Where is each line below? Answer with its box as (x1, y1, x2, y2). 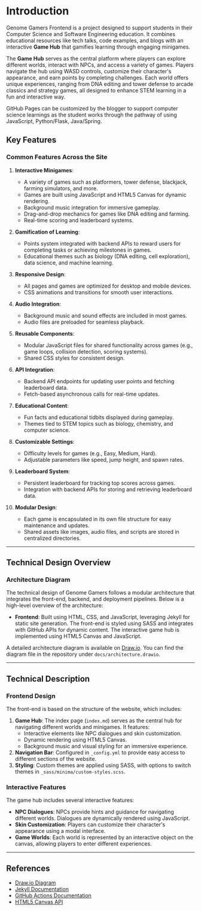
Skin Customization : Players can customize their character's (14, 821, 166, 828)
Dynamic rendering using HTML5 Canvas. (23, 736, 127, 743)
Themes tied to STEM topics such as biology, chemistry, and (23, 420, 173, 427)
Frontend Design (6, 692, 56, 700)
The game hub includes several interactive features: (6, 797, 135, 804)
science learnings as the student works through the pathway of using (6, 111, 178, 118)
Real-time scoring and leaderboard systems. (23, 216, 133, 223)
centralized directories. (23, 534, 81, 542)
